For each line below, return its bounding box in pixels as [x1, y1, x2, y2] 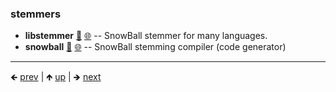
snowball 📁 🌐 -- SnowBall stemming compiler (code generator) [24, 41, 287, 53]
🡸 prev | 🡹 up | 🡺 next [10, 71, 102, 83]
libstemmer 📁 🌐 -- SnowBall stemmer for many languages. [24, 30, 268, 42]
